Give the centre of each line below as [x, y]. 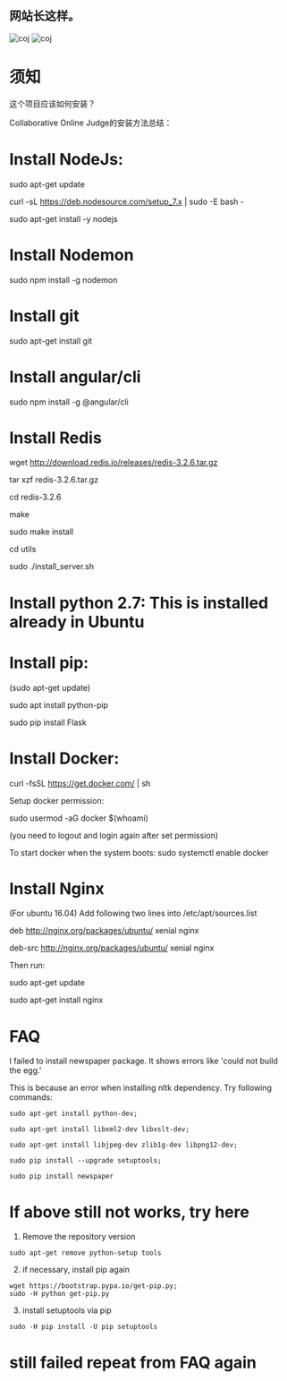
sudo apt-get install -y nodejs [63, 218]
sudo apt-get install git [51, 341]
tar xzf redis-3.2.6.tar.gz [54, 480]
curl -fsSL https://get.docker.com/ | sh [80, 783]
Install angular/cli [75, 376]
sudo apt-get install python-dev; [74, 1114]
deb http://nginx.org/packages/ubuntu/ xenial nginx [104, 931]
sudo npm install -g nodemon [63, 279]
